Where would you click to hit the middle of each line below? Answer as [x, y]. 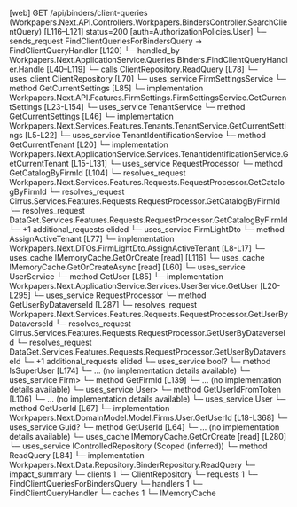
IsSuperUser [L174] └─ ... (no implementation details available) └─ [130, 370]
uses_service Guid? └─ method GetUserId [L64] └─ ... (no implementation [145, 427]
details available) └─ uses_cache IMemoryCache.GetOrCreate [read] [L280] [148, 437]
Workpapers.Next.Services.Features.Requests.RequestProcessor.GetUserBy [148, 314]
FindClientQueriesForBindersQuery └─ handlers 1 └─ [106, 484]
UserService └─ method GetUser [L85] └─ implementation [116, 277]
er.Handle [27, 69]
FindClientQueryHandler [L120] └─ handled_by [94, 51]
